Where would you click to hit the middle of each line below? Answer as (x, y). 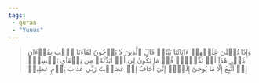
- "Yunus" (27, 30)
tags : (17, 15)
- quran (24, 23)
